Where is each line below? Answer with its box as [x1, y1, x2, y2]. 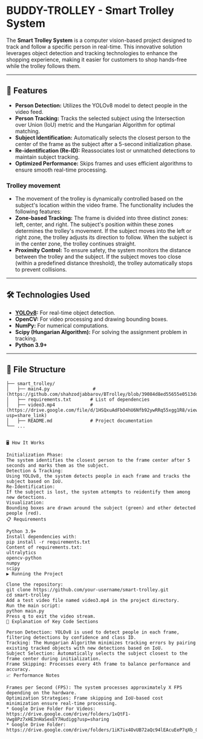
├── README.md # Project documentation [17, 418, 153, 424]
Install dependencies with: [6, 533, 77, 540]
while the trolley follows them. [6, 62, 81, 70]
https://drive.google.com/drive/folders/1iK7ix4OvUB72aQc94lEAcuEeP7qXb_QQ [6, 727, 201, 733]
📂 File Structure [6, 364, 66, 375]
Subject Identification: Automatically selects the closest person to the [14, 134, 191, 141]
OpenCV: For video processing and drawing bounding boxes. [14, 315, 168, 323]
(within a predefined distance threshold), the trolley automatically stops [14, 259, 193, 267]
